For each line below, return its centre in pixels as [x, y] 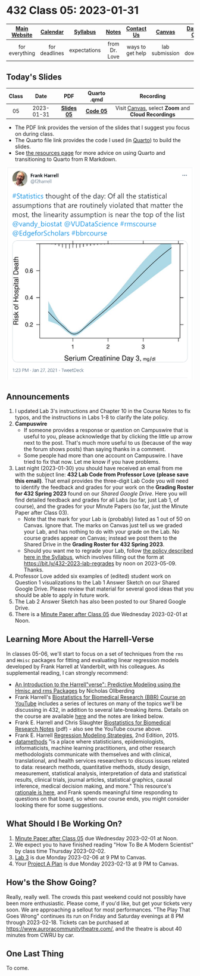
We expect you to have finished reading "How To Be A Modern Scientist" [104, 845]
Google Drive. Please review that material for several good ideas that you [104, 589]
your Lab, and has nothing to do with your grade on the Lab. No [101, 532]
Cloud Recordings [153, 114]
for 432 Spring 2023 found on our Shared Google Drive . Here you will [101, 494]
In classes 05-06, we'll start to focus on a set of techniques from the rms [95, 654]
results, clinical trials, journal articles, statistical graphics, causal [93, 779]
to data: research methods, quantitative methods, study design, [93, 767]
